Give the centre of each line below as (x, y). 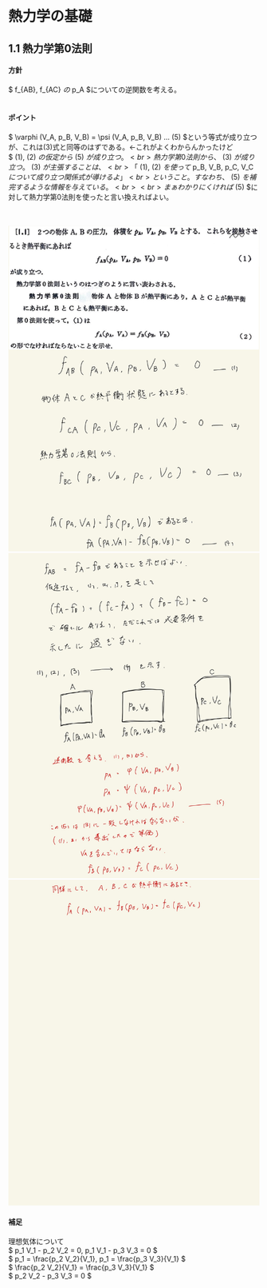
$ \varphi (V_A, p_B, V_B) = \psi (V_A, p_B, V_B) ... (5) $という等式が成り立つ (133, 137)
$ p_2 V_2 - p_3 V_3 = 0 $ (50, 1276)
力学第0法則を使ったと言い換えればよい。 (104, 197)
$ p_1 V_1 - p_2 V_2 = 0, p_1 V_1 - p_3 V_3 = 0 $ (83, 1250)
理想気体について (36, 1242)
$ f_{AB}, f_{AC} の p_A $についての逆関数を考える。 (95, 90)
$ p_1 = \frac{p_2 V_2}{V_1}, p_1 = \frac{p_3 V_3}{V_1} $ (97, 1259)
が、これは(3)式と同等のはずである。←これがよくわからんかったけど (121, 147)
